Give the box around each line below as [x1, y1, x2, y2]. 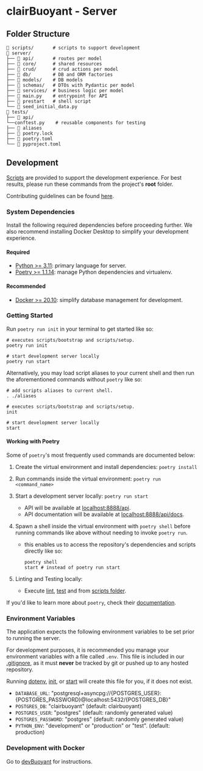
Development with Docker [6, 744, 85, 753]
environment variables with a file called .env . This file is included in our [6, 653, 185, 660]
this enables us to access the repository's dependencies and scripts [24, 541, 196, 548]
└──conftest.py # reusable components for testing [6, 120, 146, 126]
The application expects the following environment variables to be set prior [6, 628, 195, 635]
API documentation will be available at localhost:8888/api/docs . [24, 511, 185, 518]
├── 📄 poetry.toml [6, 136, 53, 142]
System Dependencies [6, 207, 75, 216]
